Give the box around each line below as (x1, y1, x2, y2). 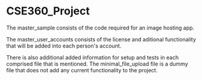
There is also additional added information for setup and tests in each (6, 54, 179, 61)
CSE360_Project (6, 4, 90, 18)
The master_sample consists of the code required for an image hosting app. (6, 24, 195, 31)
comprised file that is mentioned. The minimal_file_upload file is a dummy (6, 60, 189, 67)
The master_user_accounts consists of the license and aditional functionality (6, 35, 197, 43)
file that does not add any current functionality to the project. (6, 66, 158, 73)
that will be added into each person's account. (6, 42, 122, 49)
